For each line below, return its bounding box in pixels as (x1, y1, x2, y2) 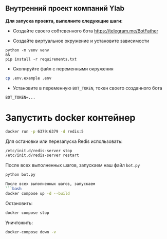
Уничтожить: (5, 219, 33, 226)
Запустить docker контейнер (5, 112, 136, 123)
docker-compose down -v (5, 229, 57, 234)
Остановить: (5, 200, 33, 206)
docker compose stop (5, 210, 50, 215)
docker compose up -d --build (5, 191, 70, 196)
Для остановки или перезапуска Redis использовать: (5, 138, 123, 144)
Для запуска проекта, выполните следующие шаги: (5, 17, 123, 24)
